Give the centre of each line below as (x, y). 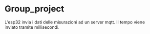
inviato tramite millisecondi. (32, 27)
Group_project (34, 9)
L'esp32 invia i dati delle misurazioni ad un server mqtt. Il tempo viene (75, 22)
